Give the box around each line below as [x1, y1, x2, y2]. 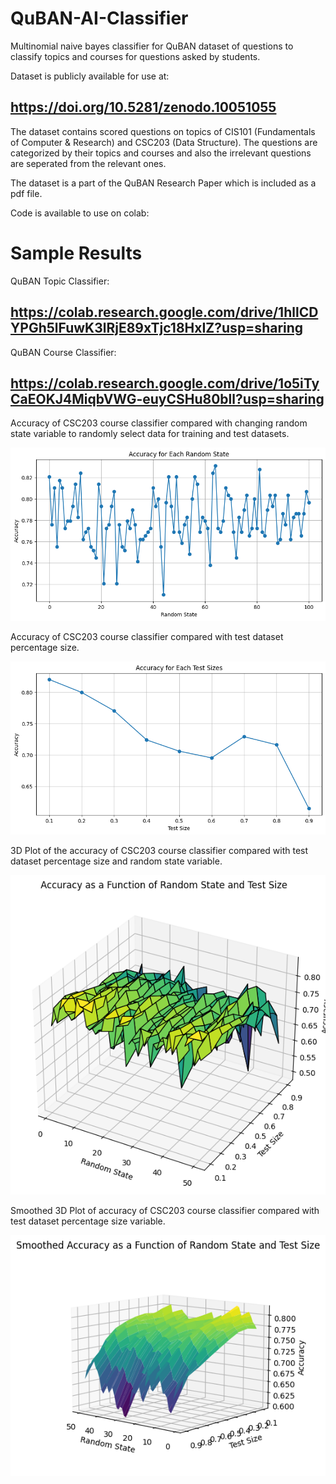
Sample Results [10, 242, 143, 264]
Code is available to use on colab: [10, 207, 150, 219]
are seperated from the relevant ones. [10, 157, 167, 169]
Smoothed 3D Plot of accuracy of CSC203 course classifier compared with [10, 1204, 320, 1216]
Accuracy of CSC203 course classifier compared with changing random [10, 417, 308, 429]
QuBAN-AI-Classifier [10, 7, 189, 30]
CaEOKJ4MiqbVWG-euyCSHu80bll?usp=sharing [10, 390, 325, 407]
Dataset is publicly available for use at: [10, 70, 170, 82]
